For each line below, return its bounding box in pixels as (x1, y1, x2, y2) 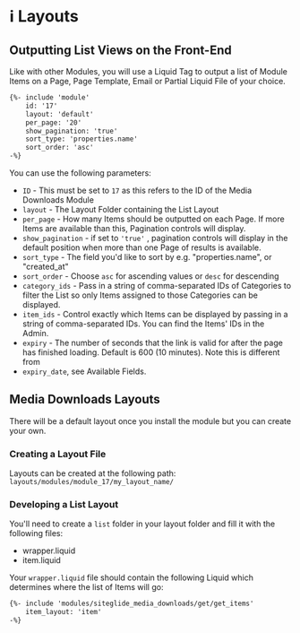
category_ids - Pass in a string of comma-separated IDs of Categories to (21, 281, 292, 290)
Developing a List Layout (9, 499, 119, 511)
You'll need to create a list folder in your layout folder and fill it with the (9, 518, 276, 529)
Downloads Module (21, 195, 94, 205)
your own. (9, 425, 47, 436)
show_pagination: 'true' (25, 126, 118, 135)
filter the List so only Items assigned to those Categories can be (21, 290, 258, 300)
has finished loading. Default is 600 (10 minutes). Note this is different (21, 347, 280, 358)
